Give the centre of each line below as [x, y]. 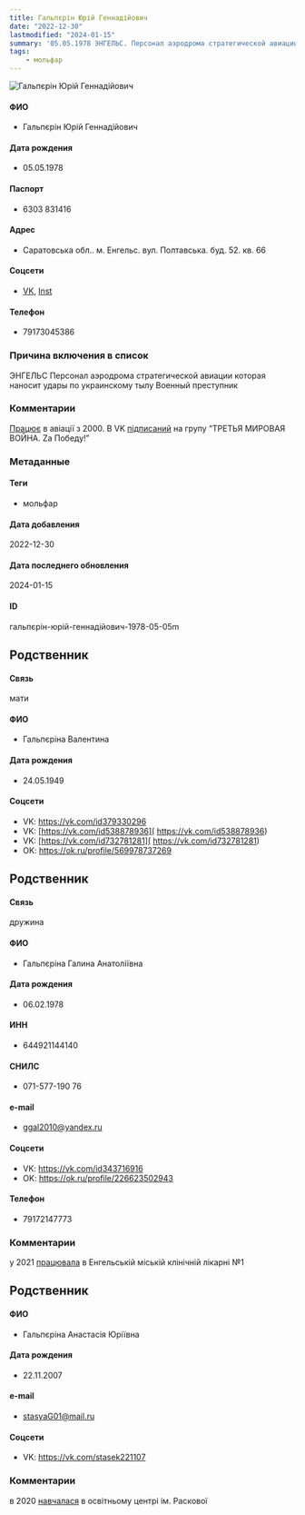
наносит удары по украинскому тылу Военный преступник [124, 385]
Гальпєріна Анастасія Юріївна [81, 1334]
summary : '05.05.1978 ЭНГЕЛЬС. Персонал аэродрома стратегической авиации [154, 43]
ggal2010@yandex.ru [62, 1127]
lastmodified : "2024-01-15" [63, 35]
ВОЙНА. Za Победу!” [49, 438]
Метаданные [40, 462]
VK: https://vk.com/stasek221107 [84, 1457]
